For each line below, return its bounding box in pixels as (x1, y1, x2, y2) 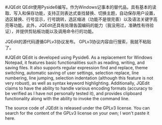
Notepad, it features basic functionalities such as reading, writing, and (5, 60, 145, 65)
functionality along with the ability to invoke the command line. (5, 96, 130, 101)
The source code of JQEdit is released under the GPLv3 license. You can (5, 105, 150, 110)
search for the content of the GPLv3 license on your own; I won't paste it (5, 110, 150, 116)
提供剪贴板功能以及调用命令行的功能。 (19, 29, 96, 34)
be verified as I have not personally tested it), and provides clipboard (5, 91, 142, 96)
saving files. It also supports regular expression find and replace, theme (5, 65, 148, 70)
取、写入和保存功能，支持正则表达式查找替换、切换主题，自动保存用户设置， (5, 10, 158, 16)
